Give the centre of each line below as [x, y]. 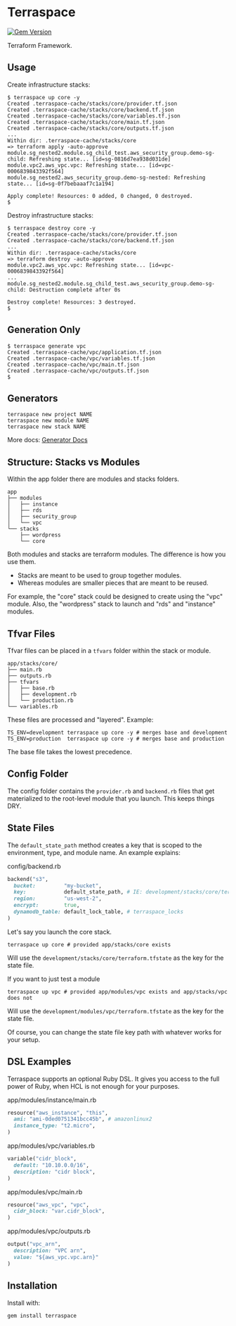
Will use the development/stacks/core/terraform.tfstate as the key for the [116, 958]
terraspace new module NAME [48, 421]
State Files [31, 828]
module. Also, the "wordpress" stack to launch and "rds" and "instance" [111, 604]
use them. [22, 562]
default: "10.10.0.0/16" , [52, 1165]
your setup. [24, 1039]
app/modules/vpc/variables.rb [51, 1146]
